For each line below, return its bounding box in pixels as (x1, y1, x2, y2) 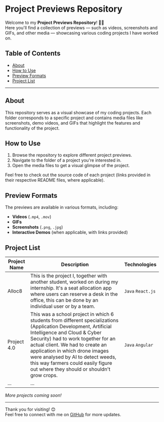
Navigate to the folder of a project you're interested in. (12, 157, 122, 163)
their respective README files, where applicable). (5, 177, 105, 183)
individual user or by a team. (30, 303, 95, 310)
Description (61, 261, 89, 268)
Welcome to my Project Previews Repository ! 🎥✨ (5, 20, 104, 25)
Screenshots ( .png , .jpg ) (12, 224, 63, 230)
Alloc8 (7, 288, 22, 294)
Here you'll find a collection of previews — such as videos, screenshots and (5, 24, 158, 30)
